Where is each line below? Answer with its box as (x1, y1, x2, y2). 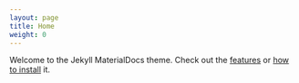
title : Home (9, 22, 55, 31)
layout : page (9, 13, 59, 23)
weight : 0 (9, 30, 47, 39)
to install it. (9, 64, 51, 75)
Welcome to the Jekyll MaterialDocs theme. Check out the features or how (9, 55, 290, 66)
